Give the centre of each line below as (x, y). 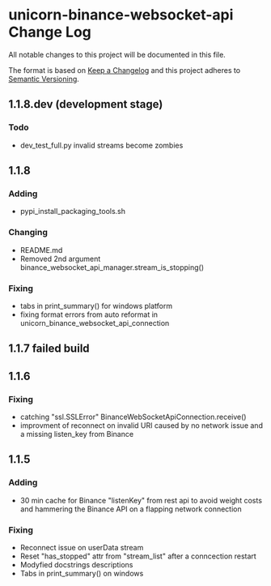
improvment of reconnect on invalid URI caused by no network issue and (141, 425)
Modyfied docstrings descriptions (76, 564)
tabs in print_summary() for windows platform (96, 306)
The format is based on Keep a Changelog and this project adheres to (125, 70)
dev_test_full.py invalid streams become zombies (102, 145)
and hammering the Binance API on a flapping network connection (131, 509)
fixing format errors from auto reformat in (89, 314)
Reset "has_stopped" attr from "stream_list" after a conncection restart (138, 556)
